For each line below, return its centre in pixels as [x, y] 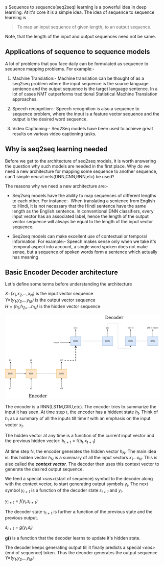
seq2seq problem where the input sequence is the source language [80, 83]
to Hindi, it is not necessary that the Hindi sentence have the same [79, 206]
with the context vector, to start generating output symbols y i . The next [77, 484]
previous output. [22, 518]
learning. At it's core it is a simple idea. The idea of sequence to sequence [80, 12]
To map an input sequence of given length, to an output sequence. [84, 27]
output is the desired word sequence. [50, 119]
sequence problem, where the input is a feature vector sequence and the [86, 114]
